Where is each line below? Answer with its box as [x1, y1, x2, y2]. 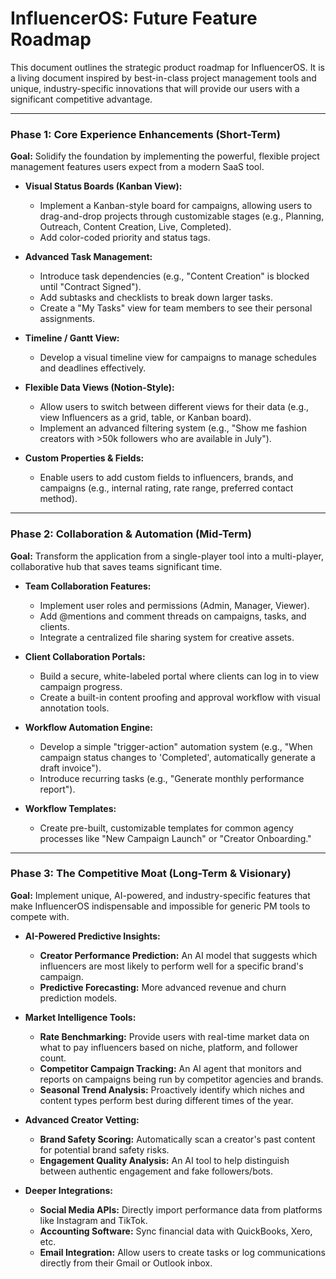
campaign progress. [39, 680, 123, 692]
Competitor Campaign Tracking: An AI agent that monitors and [39, 1062, 302, 1074]
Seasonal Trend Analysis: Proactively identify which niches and [39, 1083, 305, 1096]
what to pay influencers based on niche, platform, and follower [39, 1041, 298, 1053]
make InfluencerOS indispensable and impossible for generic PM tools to [10, 900, 311, 912]
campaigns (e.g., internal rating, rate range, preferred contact [39, 482, 294, 494]
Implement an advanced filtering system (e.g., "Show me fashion [39, 422, 307, 434]
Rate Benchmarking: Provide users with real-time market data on [39, 1030, 310, 1042]
